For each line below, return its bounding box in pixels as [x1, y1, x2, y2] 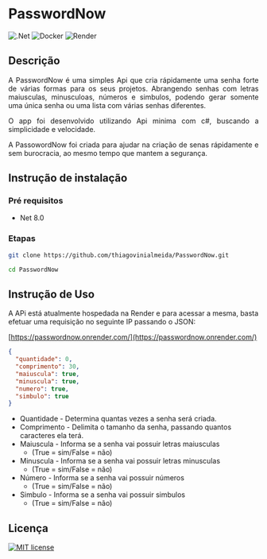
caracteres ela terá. [19, 431, 84, 441]
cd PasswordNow [8, 266, 59, 274]
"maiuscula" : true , [15, 370, 80, 378]
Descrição [8, 54, 60, 68]
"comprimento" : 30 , [15, 363, 80, 371]
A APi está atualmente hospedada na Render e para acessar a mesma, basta [8, 309, 259, 318]
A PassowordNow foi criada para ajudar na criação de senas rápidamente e [8, 140, 259, 149]
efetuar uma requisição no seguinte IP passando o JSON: [8, 317, 196, 327]
